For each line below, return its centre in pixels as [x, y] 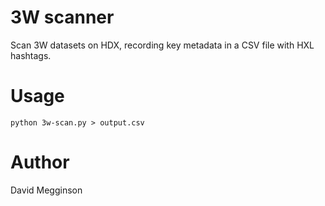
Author [40, 162]
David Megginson [46, 190]
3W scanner [62, 17]
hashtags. [31, 55]
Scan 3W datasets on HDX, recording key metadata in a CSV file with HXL [162, 45]
